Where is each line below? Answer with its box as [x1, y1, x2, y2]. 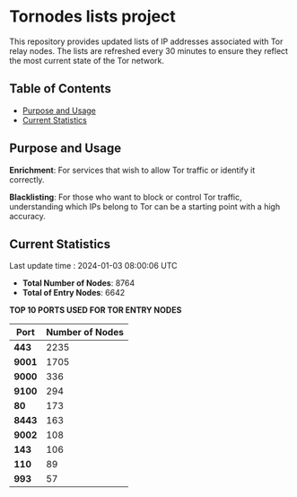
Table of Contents [9, 81, 112, 96]
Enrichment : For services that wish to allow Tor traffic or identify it [9, 164, 256, 175]
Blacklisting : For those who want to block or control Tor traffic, [9, 191, 242, 202]
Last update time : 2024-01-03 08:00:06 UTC [9, 261, 178, 271]
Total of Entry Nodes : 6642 [22, 288, 126, 298]
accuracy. [9, 210, 47, 221]
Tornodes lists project [9, 6, 177, 27]
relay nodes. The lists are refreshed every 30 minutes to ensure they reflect [9, 45, 289, 56]
